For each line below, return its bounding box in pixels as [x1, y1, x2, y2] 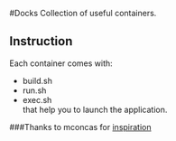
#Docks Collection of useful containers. [9, 8, 157, 18]
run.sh [22, 85, 47, 96]
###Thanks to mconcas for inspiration [9, 121, 152, 132]
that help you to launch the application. [22, 104, 168, 115]
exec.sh [22, 94, 52, 105]
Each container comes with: [9, 58, 113, 69]
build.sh [22, 75, 52, 86]
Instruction [9, 33, 73, 49]
